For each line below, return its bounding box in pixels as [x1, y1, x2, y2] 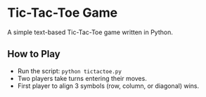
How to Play [7, 48, 61, 60]
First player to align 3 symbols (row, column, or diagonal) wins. [17, 82, 199, 90]
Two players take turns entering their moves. [17, 74, 148, 82]
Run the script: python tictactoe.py [17, 66, 122, 75]
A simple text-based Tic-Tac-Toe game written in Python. [7, 28, 174, 36]
